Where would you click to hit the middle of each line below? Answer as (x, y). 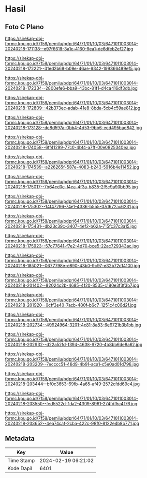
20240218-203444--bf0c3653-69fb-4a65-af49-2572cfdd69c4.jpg (73, 384)
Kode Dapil (20, 468)
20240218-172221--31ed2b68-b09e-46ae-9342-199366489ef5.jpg (73, 68)
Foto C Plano (24, 27)
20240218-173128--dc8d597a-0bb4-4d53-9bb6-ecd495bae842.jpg (73, 128)
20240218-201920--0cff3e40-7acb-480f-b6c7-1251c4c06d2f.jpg (71, 305)
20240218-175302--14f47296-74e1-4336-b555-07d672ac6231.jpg (72, 206)
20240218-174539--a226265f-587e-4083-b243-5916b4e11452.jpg (72, 167)
